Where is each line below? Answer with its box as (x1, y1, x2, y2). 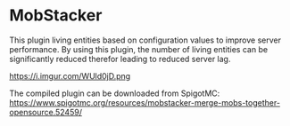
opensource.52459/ (9, 106, 83, 117)
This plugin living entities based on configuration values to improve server (9, 35, 281, 45)
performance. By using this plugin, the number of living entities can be (9, 43, 269, 54)
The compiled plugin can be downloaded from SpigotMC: (9, 88, 220, 98)
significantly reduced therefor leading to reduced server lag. (9, 53, 231, 64)
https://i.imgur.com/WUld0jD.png (9, 70, 131, 81)
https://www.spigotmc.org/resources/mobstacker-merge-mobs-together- (9, 97, 281, 107)
